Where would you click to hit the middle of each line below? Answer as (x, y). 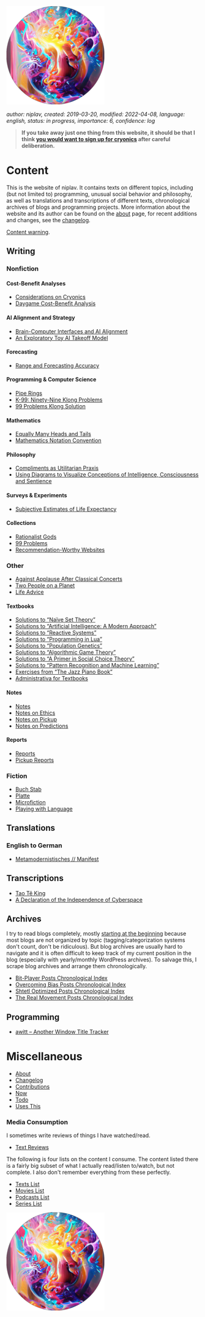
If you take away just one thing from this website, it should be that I (108, 133)
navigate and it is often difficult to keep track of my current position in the (99, 953)
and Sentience (33, 481)
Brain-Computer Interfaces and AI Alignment (71, 331)
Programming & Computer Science (51, 379)
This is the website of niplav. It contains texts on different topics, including (100, 187)
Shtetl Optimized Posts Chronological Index (70, 991)
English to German (34, 845)
